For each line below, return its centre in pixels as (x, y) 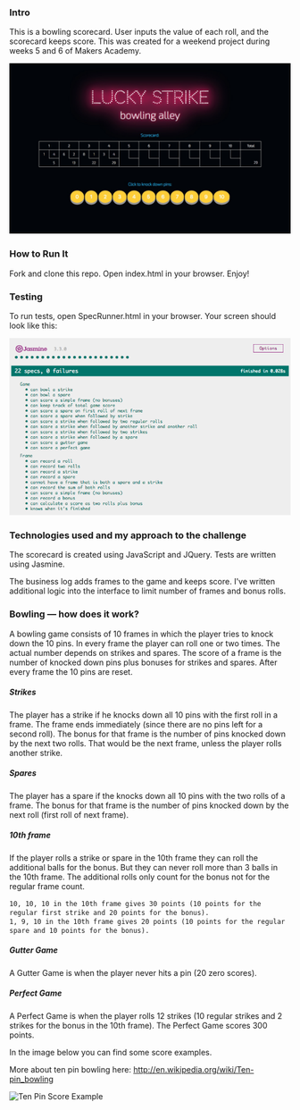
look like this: (33, 326)
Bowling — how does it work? (75, 614)
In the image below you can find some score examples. (111, 1052)
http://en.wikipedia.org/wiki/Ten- (194, 1069)
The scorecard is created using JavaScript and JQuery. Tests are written (143, 555)
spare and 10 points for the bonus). (79, 930)
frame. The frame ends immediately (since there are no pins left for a (136, 724)
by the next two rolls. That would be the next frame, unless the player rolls (146, 743)
